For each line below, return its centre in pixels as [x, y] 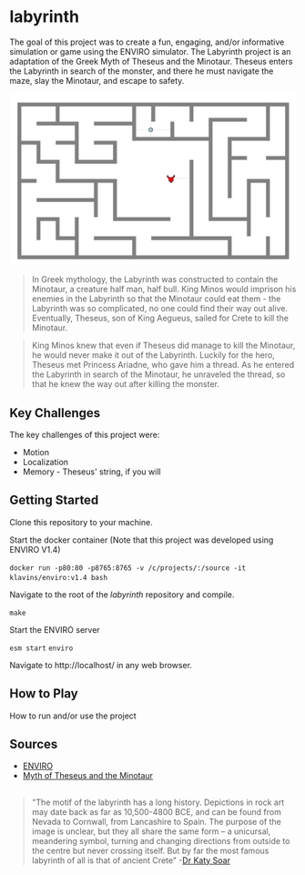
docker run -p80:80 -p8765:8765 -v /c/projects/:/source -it [128, 568]
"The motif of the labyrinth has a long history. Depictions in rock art [158, 802]
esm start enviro [41, 648]
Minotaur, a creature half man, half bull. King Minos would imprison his [164, 290]
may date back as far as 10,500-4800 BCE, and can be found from [157, 811]
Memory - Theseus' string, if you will [91, 472]
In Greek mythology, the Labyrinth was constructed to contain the [155, 280]
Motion [36, 452]
